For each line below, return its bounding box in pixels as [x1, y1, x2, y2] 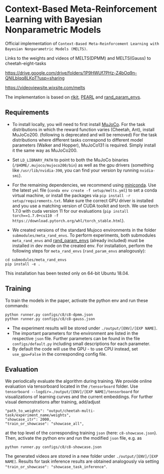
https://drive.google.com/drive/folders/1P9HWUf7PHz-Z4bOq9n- [5, 70, 137, 75]
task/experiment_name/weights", [5, 413, 71, 418]
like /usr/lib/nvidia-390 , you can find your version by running [12, 167, 139, 173]
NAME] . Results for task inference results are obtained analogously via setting [5, 458, 159, 464]
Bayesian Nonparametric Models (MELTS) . [5, 46, 88, 51]
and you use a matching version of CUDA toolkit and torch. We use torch [12, 202, 159, 209]
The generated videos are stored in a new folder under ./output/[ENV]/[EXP [5, 453, 158, 459]
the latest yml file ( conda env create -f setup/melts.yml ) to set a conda [12, 187, 158, 193]
